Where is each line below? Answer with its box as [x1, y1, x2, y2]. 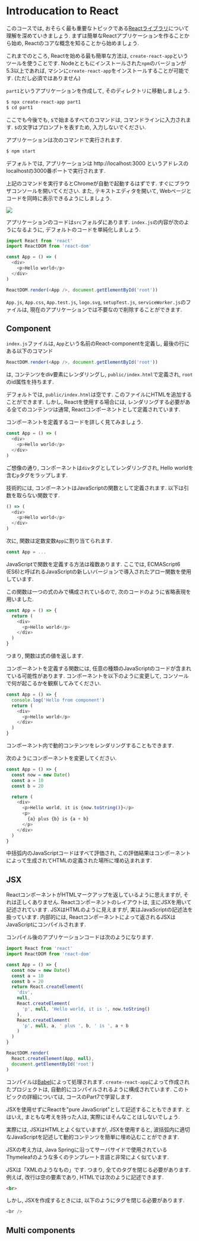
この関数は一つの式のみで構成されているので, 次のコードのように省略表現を [6, 588, 191, 595]
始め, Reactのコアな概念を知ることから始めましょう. [11, 39, 140, 46]
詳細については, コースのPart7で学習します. [26, 1093, 132, 1100]
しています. [6, 575, 34, 582]
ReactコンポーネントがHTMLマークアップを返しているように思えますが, [6, 891, 182, 899]
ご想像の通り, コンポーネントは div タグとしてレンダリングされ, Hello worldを [6, 464, 194, 471]
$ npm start [6, 148, 36, 154]
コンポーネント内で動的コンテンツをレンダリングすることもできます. [6, 742, 174, 749]
